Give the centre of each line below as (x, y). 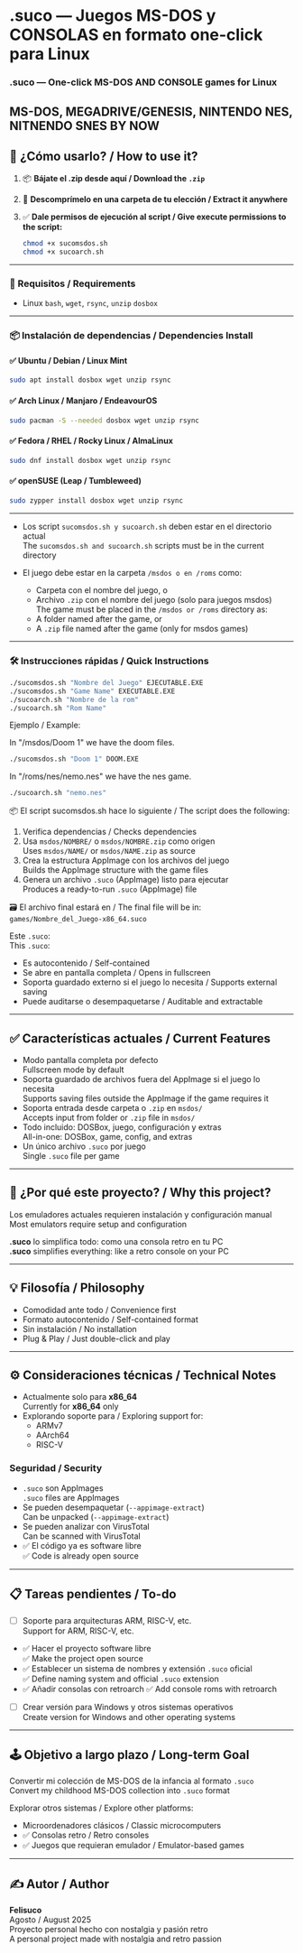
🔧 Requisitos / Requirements (73, 283)
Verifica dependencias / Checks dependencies (109, 832)
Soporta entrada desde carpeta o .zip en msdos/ (112, 1107)
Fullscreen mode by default (73, 1069)
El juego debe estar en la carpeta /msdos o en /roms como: (132, 572)
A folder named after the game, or (99, 618)
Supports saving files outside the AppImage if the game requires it (145, 1098)
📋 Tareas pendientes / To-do (93, 1594)
